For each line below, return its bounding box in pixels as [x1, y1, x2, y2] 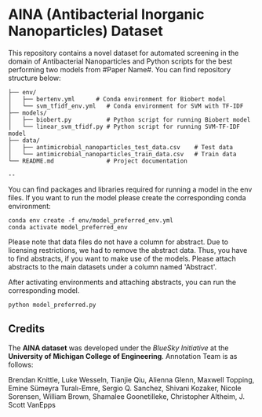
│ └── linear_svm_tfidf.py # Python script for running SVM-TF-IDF [8, 123, 241, 130]
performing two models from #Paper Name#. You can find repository [8, 64, 231, 74]
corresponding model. [8, 285, 80, 295]
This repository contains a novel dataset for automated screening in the [8, 48, 239, 57]
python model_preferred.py [8, 301, 96, 309]
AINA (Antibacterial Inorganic [8, 5, 205, 24]
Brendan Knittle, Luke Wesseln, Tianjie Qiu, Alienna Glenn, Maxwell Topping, [8, 375, 255, 384]
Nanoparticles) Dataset [8, 22, 163, 40]
